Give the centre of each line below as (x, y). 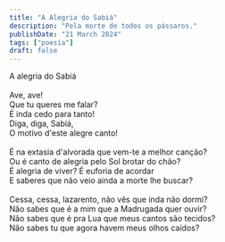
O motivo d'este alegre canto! (64, 133)
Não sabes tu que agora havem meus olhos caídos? (104, 228)
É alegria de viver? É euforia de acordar (82, 171)
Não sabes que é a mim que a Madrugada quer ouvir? (108, 209)
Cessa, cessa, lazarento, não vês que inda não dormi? (108, 200)
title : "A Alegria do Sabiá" (63, 17)
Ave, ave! (26, 96)
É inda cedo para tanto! (52, 114)
